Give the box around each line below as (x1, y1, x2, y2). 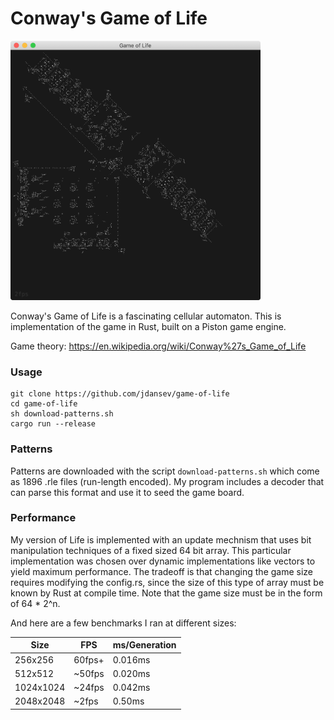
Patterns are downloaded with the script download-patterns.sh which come (10, 465, 320, 477)
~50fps (73, 667, 105, 679)
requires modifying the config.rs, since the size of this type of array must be (10, 576, 325, 588)
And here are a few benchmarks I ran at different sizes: (10, 617, 237, 629)
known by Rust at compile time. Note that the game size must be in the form (10, 587, 323, 599)
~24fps (73, 682, 105, 694)
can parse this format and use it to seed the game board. (10, 486, 245, 498)
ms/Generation (112, 639, 177, 651)
